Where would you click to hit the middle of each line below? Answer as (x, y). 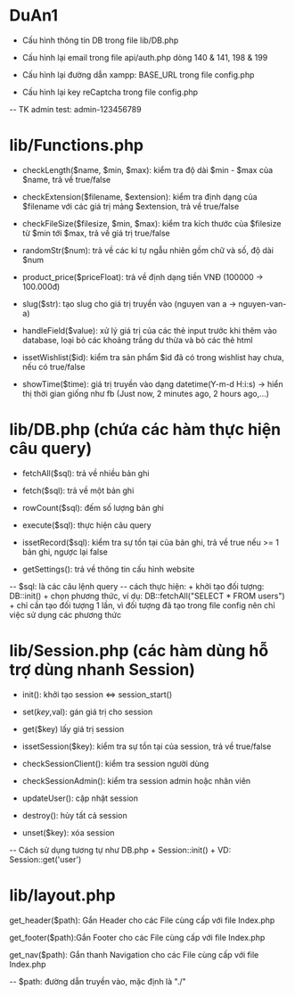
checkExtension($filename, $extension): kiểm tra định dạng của (139, 196)
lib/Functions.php (77, 146)
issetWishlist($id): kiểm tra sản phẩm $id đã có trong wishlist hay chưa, (153, 357)
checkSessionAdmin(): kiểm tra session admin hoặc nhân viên (136, 780)
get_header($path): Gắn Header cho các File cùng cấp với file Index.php (142, 920)
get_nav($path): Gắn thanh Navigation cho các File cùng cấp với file (134, 954)
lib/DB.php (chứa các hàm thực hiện (145, 430)
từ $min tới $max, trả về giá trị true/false (96, 233)
